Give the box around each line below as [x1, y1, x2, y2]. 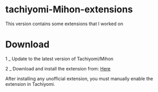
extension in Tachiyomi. [5, 81, 55, 87]
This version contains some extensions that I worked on [5, 21, 123, 27]
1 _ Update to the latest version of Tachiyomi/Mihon [5, 56, 114, 62]
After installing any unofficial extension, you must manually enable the [5, 76, 153, 82]
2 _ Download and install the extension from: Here [5, 65, 111, 71]
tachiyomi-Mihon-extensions [5, 4, 133, 15]
